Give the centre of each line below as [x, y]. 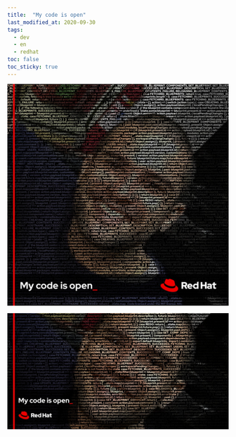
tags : [15, 30]
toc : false [23, 60]
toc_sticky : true [33, 67]
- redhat [26, 52]
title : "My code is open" [47, 15]
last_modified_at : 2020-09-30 [52, 22]
